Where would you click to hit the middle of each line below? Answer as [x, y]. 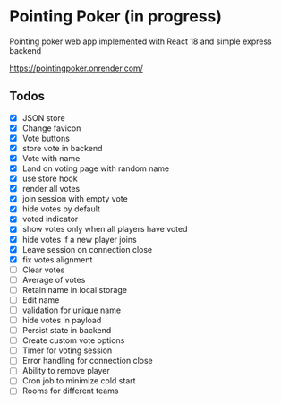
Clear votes [43, 270]
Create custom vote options [73, 340]
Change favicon [51, 128]
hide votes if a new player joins [79, 239]
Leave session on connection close [87, 249]
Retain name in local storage [75, 289]
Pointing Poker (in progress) [115, 17]
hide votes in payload [62, 320]
